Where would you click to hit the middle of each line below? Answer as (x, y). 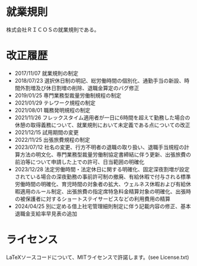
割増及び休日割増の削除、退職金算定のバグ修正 (82, 88)
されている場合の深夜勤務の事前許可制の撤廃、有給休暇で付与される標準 (103, 176)
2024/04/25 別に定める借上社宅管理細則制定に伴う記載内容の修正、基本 (103, 206)
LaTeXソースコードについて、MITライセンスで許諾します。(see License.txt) (98, 257)
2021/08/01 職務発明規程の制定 (52, 110)
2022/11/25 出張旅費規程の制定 (52, 140)
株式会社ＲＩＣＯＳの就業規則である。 (53, 30)
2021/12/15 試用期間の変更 (46, 132)
